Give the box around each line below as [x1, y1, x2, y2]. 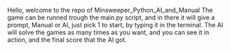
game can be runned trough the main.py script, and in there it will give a [7, 13, 215, 22]
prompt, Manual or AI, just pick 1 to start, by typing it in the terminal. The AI [7, 21, 224, 29]
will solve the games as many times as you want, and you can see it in [7, 28, 210, 36]
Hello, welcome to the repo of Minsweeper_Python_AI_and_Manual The [7, 6, 213, 14]
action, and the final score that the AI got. [7, 36, 128, 44]
